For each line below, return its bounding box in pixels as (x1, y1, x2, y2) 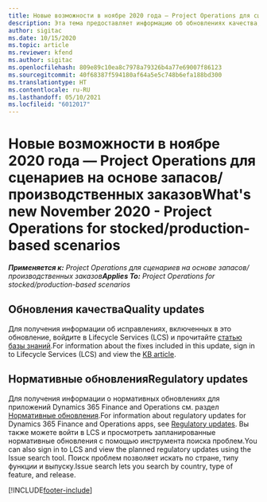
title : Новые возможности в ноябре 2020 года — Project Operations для (8, 11, 250, 20)
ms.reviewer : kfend (8, 49, 73, 57)
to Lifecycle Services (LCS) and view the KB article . (8, 349, 176, 359)
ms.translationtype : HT (8, 78, 87, 86)
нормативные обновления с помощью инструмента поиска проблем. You (8, 436, 257, 445)
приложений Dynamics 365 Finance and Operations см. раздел (8, 402, 219, 411)
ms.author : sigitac (8, 57, 73, 65)
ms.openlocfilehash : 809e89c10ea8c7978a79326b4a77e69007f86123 (8, 64, 222, 72)
